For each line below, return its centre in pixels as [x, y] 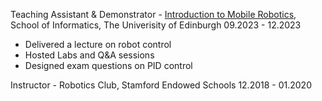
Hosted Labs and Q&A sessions [89, 55]
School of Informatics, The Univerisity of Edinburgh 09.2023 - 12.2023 [156, 25]
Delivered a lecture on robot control [98, 44]
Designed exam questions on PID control [108, 65]
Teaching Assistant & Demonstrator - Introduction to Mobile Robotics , [153, 14]
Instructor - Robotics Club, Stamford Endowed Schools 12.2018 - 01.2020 [161, 85]
